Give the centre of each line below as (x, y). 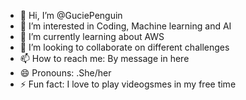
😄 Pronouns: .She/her (65, 73)
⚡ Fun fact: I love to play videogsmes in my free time (128, 84)
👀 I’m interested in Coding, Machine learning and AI (125, 26)
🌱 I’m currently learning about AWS (92, 36)
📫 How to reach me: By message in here (104, 58)
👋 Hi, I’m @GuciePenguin (71, 15)
